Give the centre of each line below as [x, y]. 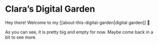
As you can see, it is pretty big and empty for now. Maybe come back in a [79, 32]
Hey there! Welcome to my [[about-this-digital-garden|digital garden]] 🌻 [78, 22]
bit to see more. [21, 37]
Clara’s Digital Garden [50, 9]
